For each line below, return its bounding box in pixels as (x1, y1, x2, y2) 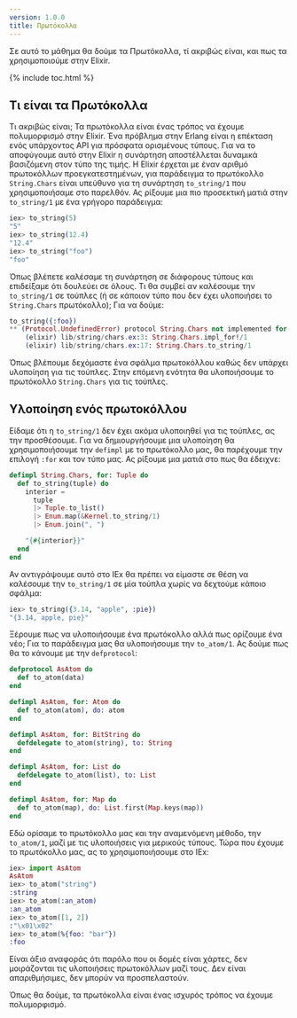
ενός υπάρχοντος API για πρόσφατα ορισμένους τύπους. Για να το (9, 140, 256, 151)
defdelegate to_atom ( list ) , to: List (17, 771, 157, 780)
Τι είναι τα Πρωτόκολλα (9, 98, 148, 113)
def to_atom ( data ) (17, 673, 86, 683)
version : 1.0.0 (9, 12, 66, 22)
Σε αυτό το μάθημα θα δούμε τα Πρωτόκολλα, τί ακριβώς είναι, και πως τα (9, 45, 287, 56)
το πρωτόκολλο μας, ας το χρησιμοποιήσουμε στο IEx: (9, 846, 210, 857)
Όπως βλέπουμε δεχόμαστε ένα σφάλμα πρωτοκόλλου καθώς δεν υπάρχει (9, 357, 289, 368)
